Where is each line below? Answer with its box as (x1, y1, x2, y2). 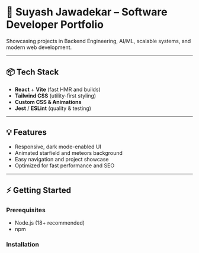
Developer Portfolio (6, 18, 104, 31)
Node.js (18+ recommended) (14, 219, 85, 226)
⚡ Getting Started (6, 185, 71, 195)
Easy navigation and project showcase (14, 155, 109, 163)
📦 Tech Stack (6, 67, 59, 77)
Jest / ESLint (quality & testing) (14, 105, 92, 112)
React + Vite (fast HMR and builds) (14, 86, 101, 93)
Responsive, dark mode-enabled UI (14, 143, 102, 150)
